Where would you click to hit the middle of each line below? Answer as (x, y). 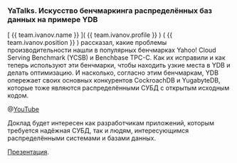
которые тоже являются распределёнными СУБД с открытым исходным (118, 88)
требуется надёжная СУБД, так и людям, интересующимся (98, 131)
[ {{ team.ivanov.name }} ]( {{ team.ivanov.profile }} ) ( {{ (90, 35)
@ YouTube (23, 110)
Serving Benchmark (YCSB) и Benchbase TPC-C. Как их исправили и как (116, 58)
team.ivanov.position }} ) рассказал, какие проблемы (87, 43)
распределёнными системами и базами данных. (82, 138)
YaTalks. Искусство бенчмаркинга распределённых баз (110, 11)
